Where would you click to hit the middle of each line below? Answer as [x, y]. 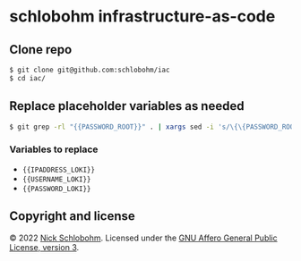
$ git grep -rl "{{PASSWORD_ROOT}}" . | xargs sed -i [112, 127]
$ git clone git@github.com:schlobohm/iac [90, 70]
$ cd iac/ [28, 78]
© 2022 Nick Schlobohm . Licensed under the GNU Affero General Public [143, 238]
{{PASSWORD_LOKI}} [56, 189]
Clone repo [41, 50]
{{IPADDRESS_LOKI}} [59, 170]
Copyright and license [73, 216]
